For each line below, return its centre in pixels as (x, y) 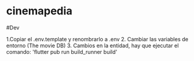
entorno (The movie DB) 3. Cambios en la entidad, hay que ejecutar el (92, 45)
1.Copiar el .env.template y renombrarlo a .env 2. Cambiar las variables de (97, 39)
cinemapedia (39, 11)
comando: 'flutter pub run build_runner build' (62, 51)
